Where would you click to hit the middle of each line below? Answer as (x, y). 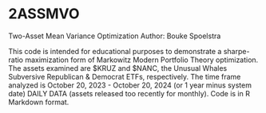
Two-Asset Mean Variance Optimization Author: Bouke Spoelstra (115, 36)
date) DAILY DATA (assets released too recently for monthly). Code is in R (129, 93)
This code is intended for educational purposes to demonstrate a (115, 51)
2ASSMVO (44, 14)
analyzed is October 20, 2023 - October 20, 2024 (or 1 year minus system (130, 85)
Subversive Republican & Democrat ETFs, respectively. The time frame (125, 76)
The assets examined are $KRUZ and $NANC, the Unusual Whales (118, 68)
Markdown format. (39, 102)
